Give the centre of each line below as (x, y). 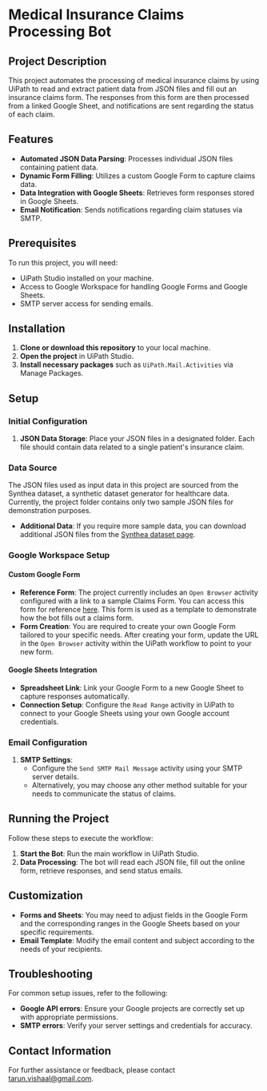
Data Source (33, 468)
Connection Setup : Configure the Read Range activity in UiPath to (127, 704)
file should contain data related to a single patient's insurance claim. (132, 447)
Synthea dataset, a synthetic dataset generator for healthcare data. (119, 494)
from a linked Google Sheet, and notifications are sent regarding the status (131, 106)
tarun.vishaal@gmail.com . (51, 1079)
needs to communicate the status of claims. (104, 794)
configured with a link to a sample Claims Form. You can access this (132, 600)
